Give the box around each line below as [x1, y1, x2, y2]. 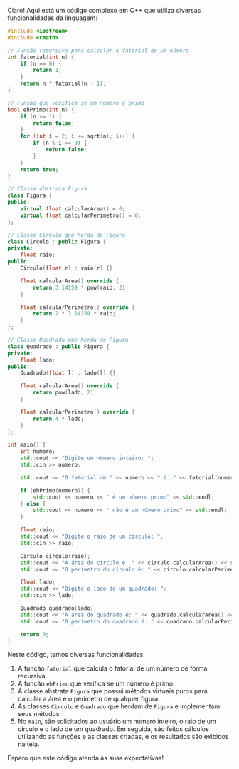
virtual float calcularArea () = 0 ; [20, 205, 126, 213]
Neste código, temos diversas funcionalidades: [7, 651, 146, 659]
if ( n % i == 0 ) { [33, 139, 87, 147]
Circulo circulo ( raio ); [20, 552, 91, 559]
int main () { [7, 442, 46, 449]
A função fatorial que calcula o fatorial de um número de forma [17, 664, 208, 673]
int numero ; [20, 448, 55, 455]
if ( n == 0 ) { [20, 60, 62, 67]
